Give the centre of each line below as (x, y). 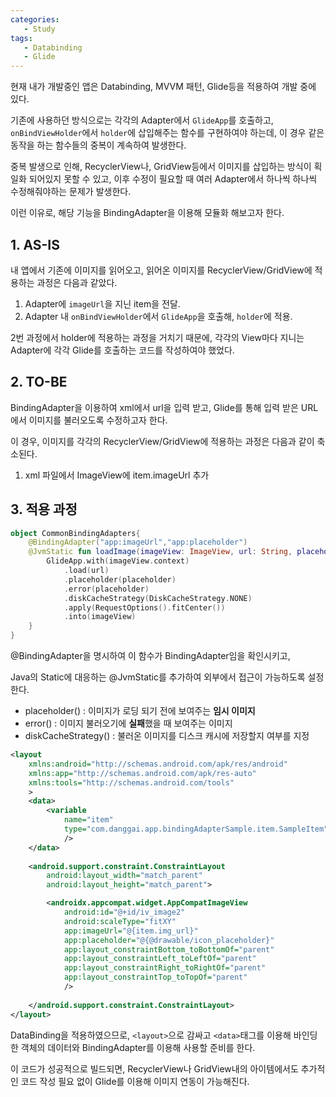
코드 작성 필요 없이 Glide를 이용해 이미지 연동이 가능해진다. (135, 1081)
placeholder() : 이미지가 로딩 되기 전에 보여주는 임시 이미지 (140, 711)
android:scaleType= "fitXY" (120, 921)
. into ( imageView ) (100, 617)
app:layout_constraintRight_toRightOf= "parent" (165, 968)
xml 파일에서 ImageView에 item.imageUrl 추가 (117, 475)
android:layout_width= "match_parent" (124, 876)
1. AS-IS (35, 244)
